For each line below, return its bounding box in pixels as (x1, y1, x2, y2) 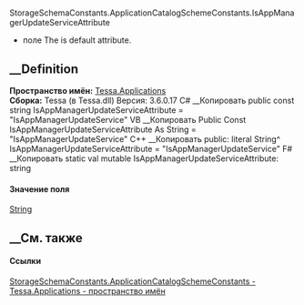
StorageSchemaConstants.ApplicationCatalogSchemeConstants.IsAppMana (9, 7, 295, 18)
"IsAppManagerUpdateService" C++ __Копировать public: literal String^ (9, 134, 280, 144)
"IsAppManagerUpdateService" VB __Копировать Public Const (9, 115, 247, 125)
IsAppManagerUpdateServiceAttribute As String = (9, 124, 198, 135)
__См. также (9, 230, 84, 246)
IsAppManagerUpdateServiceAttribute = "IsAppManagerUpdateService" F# (9, 144, 293, 154)
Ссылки (9, 256, 42, 267)
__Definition (9, 61, 79, 76)
